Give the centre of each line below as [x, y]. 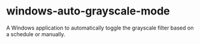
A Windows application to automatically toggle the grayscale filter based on [100, 28]
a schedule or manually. [36, 34]
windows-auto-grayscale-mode [88, 11]
